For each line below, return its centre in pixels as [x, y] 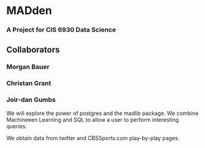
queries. [17, 126]
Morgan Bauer [28, 67]
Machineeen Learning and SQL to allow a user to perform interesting [93, 119]
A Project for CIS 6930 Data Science [61, 30]
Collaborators [33, 50]
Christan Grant [29, 83]
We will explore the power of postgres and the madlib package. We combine [102, 113]
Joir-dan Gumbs [31, 100]
